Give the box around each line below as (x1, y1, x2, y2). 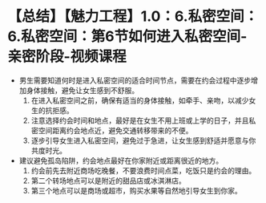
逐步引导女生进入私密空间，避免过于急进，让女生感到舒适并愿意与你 (30, 136, 256, 145)
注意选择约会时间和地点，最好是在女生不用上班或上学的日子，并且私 (30, 116, 256, 125)
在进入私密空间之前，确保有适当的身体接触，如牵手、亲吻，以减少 (30, 95, 249, 105)
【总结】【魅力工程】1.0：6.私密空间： (7, 7, 259, 26)
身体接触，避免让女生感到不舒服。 (26, 85, 139, 95)
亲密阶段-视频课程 (7, 47, 127, 66)
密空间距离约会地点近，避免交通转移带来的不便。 (30, 125, 193, 135)
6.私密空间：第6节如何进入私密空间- (7, 27, 248, 46)
